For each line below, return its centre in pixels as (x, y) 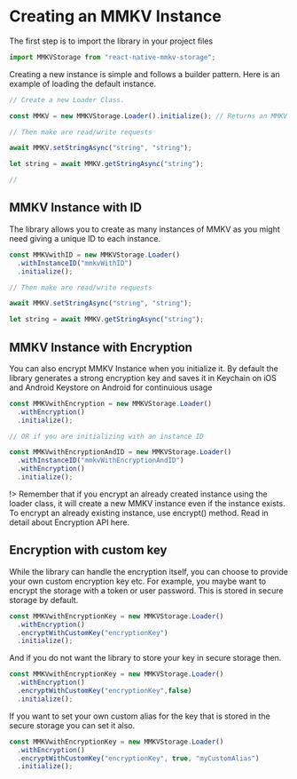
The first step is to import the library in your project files (111, 41)
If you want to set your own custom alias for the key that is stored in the (140, 716)
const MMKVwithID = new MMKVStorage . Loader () (94, 255)
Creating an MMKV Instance (115, 16)
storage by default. (44, 600)
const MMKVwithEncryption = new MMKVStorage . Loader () (111, 403)
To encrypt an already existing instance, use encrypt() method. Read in (139, 513)
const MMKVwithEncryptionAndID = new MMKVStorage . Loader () (121, 452)
